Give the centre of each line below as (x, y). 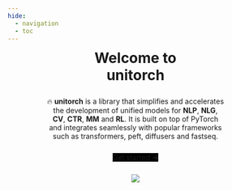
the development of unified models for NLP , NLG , (135, 110)
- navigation (37, 23)
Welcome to (135, 58)
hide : (17, 16)
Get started (131, 157)
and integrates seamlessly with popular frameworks (135, 127)
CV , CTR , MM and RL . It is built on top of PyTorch (135, 119)
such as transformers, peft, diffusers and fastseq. (135, 136)
